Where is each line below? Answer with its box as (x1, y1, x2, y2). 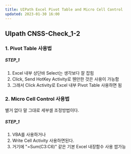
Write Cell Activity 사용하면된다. (12, 138, 75, 143)
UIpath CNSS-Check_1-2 (5, 30, 80, 38)
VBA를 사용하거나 (12, 132, 46, 138)
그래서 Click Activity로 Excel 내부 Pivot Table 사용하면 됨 (12, 82, 122, 88)
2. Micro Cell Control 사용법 (5, 95, 70, 102)
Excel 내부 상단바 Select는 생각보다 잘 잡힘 (12, 70, 94, 76)
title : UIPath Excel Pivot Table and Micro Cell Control (5, 7, 123, 12)
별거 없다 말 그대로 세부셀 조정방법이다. (5, 108, 79, 113)
